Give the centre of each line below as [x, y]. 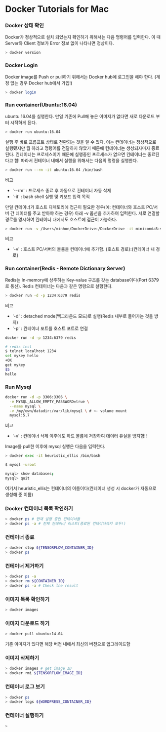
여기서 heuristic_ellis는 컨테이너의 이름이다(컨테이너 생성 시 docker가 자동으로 [81, 488]
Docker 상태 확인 [24, 26]
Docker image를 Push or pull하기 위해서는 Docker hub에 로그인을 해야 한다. [79, 77]
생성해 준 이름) [19, 494]
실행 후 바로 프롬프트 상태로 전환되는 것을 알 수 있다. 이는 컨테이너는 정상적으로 [81, 142]
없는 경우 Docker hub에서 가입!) [41, 83]
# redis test [19, 347]
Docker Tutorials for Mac [57, 9]
